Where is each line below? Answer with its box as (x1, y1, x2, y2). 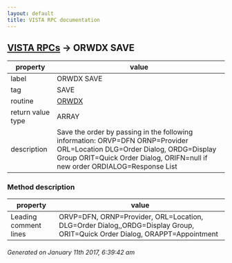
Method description (7, 182, 75, 192)
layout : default (7, 10, 54, 17)
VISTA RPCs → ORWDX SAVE (7, 42, 135, 54)
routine (10, 96, 34, 106)
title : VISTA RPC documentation (7, 17, 100, 23)
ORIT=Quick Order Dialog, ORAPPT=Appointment (58, 229, 219, 238)
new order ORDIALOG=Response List (57, 162, 177, 171)
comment (10, 220, 41, 230)
